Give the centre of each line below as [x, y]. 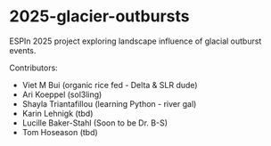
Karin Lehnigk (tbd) [57, 113]
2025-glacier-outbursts [99, 16]
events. [23, 50]
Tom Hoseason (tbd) [60, 132]
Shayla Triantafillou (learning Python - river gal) [109, 103]
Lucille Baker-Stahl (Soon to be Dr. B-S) [94, 123]
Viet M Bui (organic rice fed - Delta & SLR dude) [110, 85]
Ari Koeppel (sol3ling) [62, 94]
